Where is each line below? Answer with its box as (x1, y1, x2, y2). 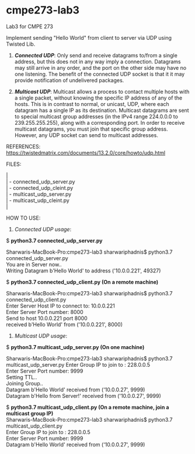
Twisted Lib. (6, 40, 36, 47)
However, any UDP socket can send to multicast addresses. (14, 131, 159, 138)
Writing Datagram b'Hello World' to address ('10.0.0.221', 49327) (6, 267, 161, 274)
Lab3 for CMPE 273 (6, 23, 54, 30)
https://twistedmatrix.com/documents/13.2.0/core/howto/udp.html (6, 149, 165, 156)
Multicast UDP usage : (14, 332, 68, 339)
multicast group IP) (6, 409, 54, 417)
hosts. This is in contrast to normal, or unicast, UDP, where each (14, 100, 169, 107)
